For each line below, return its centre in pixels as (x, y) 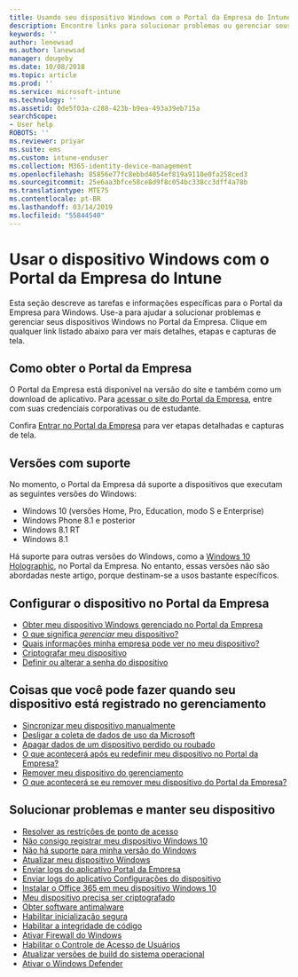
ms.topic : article (43, 75)
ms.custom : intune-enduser (59, 158)
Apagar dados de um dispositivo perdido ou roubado (118, 744)
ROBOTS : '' (29, 133)
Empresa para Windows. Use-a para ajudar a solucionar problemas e (135, 312)
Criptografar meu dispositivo (74, 653)
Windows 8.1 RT (51, 530)
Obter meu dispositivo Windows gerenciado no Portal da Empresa (142, 625)
